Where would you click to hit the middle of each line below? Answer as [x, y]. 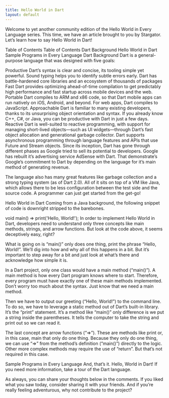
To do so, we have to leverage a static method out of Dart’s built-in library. [82, 306]
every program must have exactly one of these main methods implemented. [84, 281]
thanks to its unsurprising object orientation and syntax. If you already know [84, 113]
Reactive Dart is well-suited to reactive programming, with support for [78, 124]
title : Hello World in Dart [35, 10]
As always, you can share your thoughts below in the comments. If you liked [84, 379]
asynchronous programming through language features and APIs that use [81, 140]
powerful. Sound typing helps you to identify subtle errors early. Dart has [81, 75]
